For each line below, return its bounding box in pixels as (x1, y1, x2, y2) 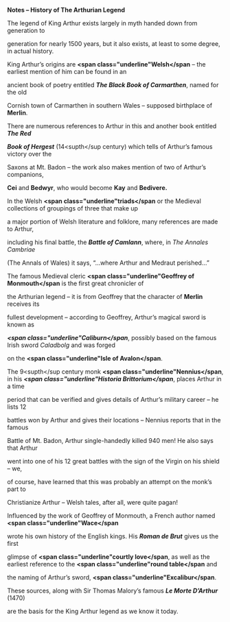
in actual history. (7, 47, 54, 55)
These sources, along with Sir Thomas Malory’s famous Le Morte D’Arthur (7, 586, 218, 595)
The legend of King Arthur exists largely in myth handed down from (7, 19, 198, 27)
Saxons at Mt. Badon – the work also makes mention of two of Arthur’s (7, 163, 207, 171)
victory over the (7, 150, 52, 158)
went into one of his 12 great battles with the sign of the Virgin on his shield (7, 457, 220, 465)
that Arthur (7, 444, 38, 452)
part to (7, 485, 26, 493)
